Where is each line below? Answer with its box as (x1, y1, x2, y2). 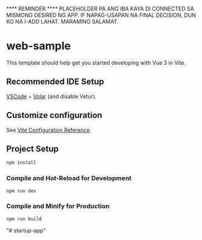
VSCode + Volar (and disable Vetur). (6, 92, 97, 100)
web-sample (6, 39, 71, 53)
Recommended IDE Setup (6, 77, 105, 87)
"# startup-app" (6, 227, 46, 234)
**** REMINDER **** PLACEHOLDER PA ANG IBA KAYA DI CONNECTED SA (6, 5, 195, 12)
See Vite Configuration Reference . (6, 126, 92, 134)
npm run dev (6, 187, 36, 194)
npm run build (6, 216, 42, 222)
